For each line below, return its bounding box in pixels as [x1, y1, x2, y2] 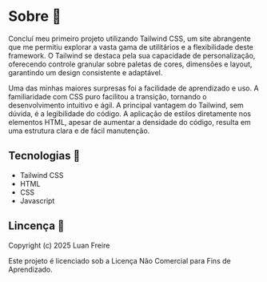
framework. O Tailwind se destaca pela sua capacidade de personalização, [8, 50, 256, 60]
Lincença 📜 [8, 220, 66, 233]
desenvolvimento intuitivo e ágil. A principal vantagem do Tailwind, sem [8, 100, 244, 110]
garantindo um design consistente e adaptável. [8, 67, 163, 77]
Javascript [19, 195, 55, 205]
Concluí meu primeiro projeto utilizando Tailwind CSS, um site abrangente [8, 34, 251, 43]
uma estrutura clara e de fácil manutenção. [8, 126, 150, 135]
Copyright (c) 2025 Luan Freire [8, 240, 110, 250]
